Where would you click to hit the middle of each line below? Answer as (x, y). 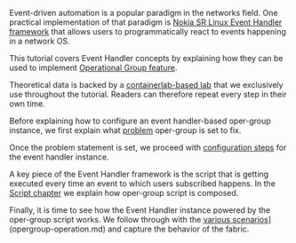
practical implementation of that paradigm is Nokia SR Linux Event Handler (146, 22)
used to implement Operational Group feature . (93, 67)
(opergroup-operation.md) (58, 229)
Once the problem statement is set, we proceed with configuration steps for (148, 147)
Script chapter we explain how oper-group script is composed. (124, 193)
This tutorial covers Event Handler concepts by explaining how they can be (146, 58)
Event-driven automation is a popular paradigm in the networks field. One (144, 13)
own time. (28, 104)
